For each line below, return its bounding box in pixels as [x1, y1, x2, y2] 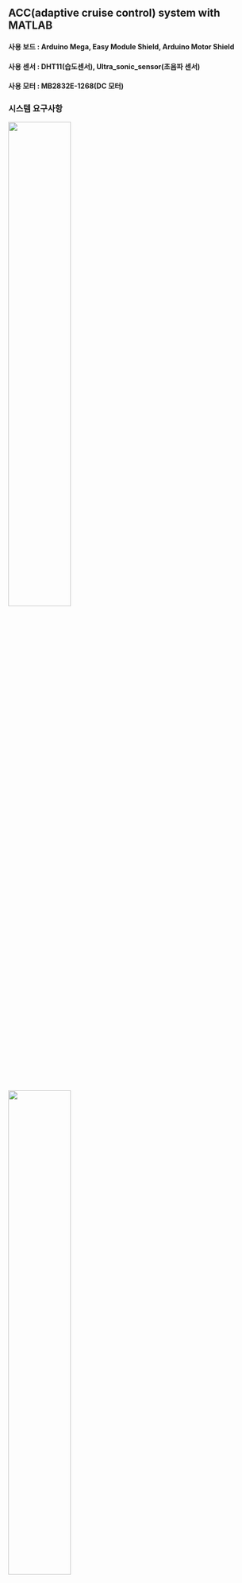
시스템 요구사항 [8, 103, 63, 114]
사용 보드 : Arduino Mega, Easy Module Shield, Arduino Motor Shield [8, 41, 235, 51]
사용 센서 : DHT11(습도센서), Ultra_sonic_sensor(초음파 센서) [8, 61, 201, 71]
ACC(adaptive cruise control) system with [8, 6, 221, 20]
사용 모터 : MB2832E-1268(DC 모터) [8, 81, 125, 91]
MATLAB [8, 19, 53, 33]
